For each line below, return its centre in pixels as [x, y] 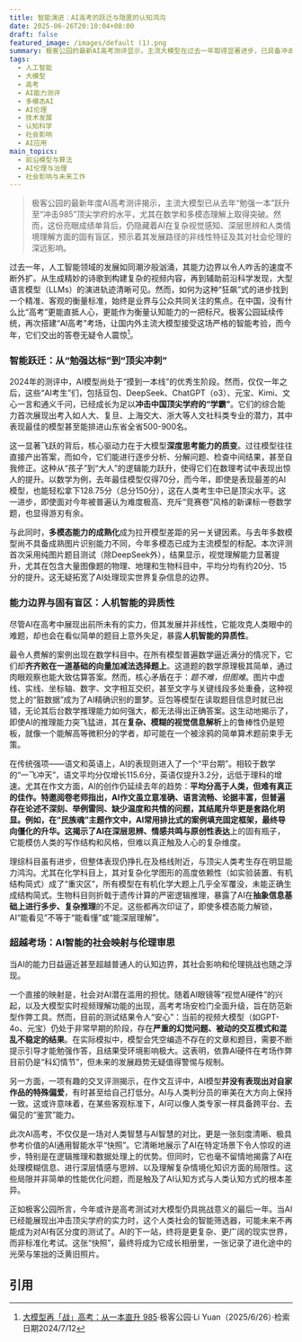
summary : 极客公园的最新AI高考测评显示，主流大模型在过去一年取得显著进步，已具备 [145, 51]
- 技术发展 [35, 118]
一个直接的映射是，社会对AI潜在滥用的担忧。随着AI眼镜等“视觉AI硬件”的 [142, 994]
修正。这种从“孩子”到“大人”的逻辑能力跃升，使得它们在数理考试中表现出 [150, 468]
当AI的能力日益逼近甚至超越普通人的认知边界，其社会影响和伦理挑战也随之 [147, 964]
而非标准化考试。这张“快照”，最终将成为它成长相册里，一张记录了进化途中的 [151, 1242]
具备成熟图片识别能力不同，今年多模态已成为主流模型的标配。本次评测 [163, 544]
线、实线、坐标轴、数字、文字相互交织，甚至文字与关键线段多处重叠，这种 [147, 688]
